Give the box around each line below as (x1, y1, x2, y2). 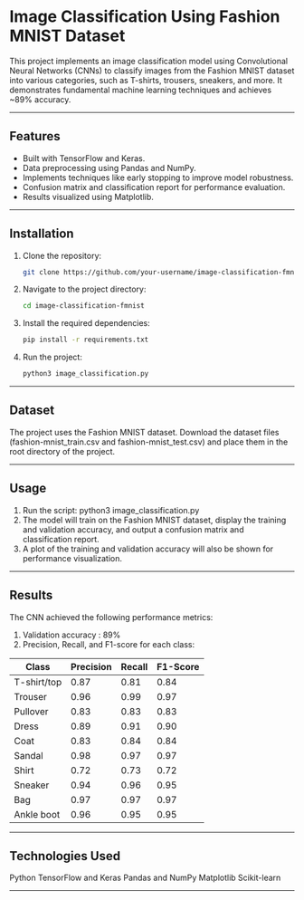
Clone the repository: (22, 250, 102, 261)
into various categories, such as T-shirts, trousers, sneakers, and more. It (9, 74, 283, 85)
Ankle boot (14, 808, 61, 820)
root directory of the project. (9, 445, 116, 456)
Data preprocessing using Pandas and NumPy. (22, 162, 196, 173)
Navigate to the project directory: (22, 283, 147, 295)
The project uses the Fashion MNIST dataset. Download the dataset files (9, 426, 280, 437)
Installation (9, 226, 74, 242)
